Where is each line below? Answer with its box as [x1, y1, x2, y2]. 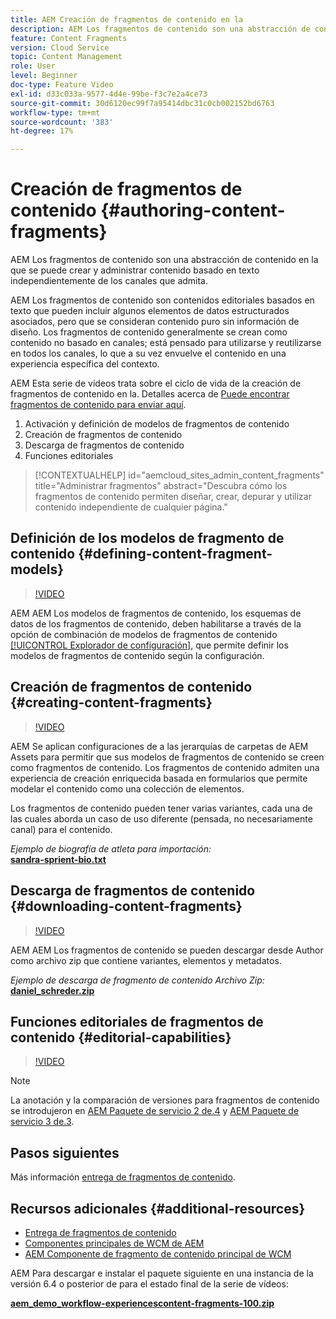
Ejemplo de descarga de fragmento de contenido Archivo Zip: [10, 974, 265, 986]
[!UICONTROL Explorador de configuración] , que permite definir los [10, 639, 289, 651]
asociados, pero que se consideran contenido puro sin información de [10, 316, 300, 328]
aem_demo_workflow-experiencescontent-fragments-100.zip [10, 1297, 275, 1309]
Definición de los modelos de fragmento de [10, 530, 285, 547]
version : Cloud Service [10, 42, 110, 53]
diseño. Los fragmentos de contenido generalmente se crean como [10, 326, 288, 338]
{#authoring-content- [100, 199, 286, 222]
